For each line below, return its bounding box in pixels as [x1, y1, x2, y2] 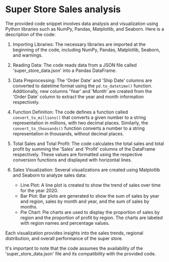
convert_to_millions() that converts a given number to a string [12, 114, 146, 121]
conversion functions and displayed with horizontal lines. [12, 157, 132, 163]
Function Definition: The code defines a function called [12, 109, 128, 115]
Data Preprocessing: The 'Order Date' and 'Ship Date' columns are [12, 77, 152, 83]
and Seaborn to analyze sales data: [12, 172, 87, 178]
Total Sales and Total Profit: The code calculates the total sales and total [12, 140, 164, 147]
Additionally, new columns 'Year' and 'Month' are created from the [12, 88, 152, 94]
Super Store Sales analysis [5, 4, 121, 15]
